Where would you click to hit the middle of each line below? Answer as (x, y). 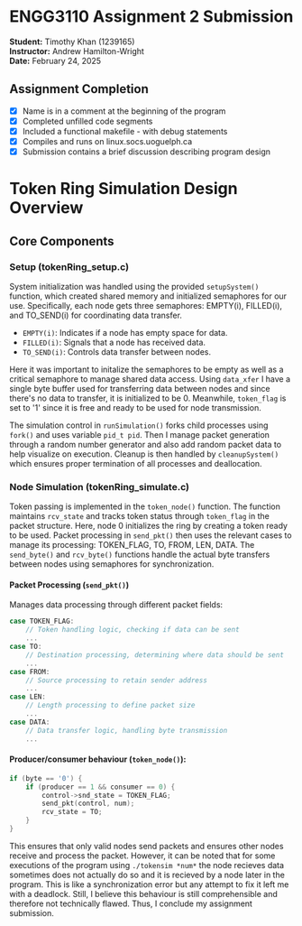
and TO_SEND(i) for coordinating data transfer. (96, 315)
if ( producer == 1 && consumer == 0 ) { (101, 787)
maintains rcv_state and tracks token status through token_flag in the (140, 516)
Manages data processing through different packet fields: (116, 605)
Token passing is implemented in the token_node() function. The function (145, 506)
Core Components (62, 241)
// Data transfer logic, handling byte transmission (127, 730)
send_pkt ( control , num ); (88, 804)
